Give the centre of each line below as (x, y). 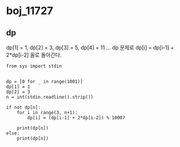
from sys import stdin (34, 66)
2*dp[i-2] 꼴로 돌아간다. (34, 55)
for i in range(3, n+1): (47, 113)
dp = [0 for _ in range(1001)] (45, 81)
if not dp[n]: (24, 107)
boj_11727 (30, 11)
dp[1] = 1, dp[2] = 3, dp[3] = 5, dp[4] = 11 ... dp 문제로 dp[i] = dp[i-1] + (90, 48)
